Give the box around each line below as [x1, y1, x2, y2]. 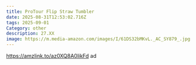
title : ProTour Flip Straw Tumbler [6, 8, 95, 15]
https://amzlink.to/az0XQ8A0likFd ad [6, 53, 97, 59]
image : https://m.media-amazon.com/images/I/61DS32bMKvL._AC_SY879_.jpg [6, 36, 191, 42]
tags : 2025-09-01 [6, 19, 49, 25]
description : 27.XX [6, 31, 55, 37]
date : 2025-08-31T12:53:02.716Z [6, 14, 86, 20]
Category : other [6, 25, 46, 31]
